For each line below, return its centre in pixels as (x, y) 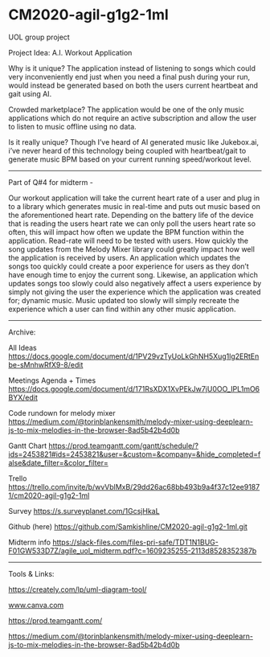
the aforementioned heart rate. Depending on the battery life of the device (131, 215)
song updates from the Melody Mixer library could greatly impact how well (132, 249)
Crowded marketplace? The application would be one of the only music (127, 109)
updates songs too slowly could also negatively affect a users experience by (135, 283)
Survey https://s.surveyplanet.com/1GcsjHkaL (84, 511)
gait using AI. (30, 93)
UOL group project (39, 37)
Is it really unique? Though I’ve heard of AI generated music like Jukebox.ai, (134, 142)
